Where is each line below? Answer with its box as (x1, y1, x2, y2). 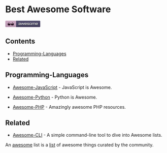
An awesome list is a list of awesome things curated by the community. (5, 142, 154, 148)
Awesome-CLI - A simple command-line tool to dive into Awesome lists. (12, 132, 162, 138)
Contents (5, 37, 36, 46)
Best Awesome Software (5, 4, 111, 15)
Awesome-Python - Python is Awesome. (12, 94, 97, 100)
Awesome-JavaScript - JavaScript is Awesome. (12, 84, 112, 90)
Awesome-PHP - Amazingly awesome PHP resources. (12, 104, 126, 110)
